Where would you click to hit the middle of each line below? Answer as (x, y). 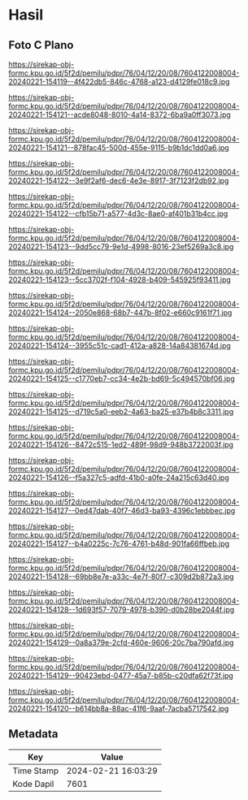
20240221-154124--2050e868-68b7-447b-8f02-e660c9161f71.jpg (120, 313)
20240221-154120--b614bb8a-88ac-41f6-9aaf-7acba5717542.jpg (119, 709)
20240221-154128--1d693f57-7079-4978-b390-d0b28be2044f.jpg (122, 610)
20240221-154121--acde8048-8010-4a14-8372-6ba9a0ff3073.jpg (120, 115)
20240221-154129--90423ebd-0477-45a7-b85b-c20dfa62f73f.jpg (121, 675)
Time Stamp (36, 771)
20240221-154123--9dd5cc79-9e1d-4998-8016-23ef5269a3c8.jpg (121, 246)
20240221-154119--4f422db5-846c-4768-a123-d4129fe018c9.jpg (119, 82)
